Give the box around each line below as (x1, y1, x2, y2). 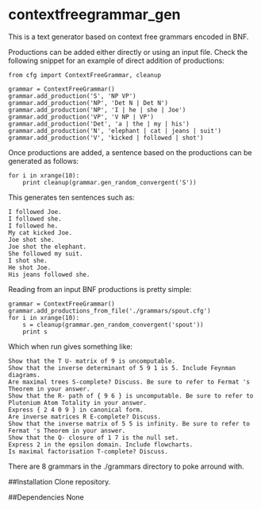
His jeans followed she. (8, 271, 90, 278)
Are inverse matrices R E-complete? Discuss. (8, 412, 161, 421)
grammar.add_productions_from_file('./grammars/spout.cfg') (8, 306, 212, 315)
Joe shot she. (8, 236, 56, 243)
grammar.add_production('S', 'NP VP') (8, 91, 136, 100)
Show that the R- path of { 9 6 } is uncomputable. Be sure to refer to (8, 391, 254, 399)
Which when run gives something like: (8, 341, 133, 351)
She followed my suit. (8, 249, 83, 258)
